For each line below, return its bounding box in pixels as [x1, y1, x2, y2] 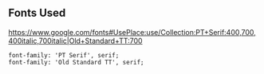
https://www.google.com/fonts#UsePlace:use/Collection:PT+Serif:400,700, [8, 27, 257, 37]
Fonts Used [8, 6, 66, 20]
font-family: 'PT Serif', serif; [8, 51, 120, 59]
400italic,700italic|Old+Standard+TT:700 [8, 36, 143, 45]
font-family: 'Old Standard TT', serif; [8, 58, 145, 66]
